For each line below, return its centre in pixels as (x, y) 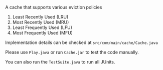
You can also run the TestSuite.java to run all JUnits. (60, 62)
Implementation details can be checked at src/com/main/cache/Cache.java (81, 42)
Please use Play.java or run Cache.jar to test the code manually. (72, 52)
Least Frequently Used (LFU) (42, 27)
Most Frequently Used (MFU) (42, 33)
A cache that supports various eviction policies (54, 7)
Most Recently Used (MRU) (41, 22)
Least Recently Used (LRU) (40, 17)
